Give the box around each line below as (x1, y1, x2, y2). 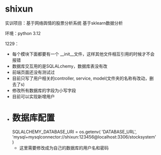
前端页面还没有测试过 (12, 69, 55, 75)
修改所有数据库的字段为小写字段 (12, 87, 76, 93)
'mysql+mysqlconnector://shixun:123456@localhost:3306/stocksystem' (12, 134, 157, 139)
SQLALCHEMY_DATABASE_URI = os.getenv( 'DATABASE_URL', (12, 129, 137, 135)
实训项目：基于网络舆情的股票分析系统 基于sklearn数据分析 (5, 20, 123, 26)
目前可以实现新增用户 (12, 93, 55, 99)
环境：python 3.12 (5, 30, 41, 36)
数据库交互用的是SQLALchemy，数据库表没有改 (12, 63, 108, 69)
